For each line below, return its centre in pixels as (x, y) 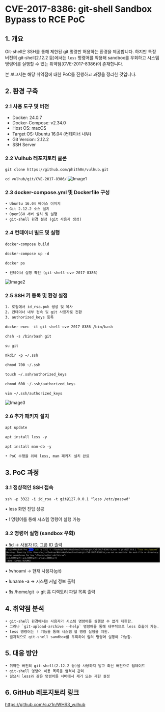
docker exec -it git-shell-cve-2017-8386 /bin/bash (59, 327)
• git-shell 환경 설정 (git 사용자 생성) (43, 220)
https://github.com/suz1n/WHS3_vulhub (45, 705)
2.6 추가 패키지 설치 (27, 416)
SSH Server (24, 144)
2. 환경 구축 (22, 91)
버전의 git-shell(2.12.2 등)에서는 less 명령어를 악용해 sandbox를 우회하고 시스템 (82, 58)
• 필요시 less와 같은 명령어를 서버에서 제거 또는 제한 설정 (57, 676)
